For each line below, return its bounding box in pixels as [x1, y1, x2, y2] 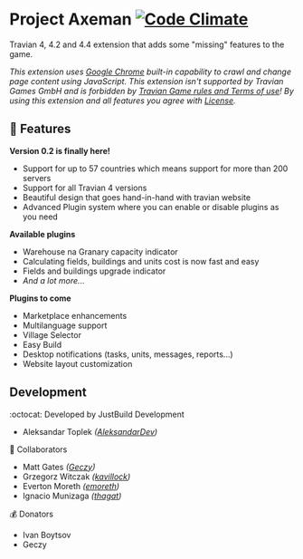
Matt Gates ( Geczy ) [22, 461, 96, 472]
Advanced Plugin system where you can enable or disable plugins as [22, 201, 279, 212]
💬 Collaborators [9, 444, 68, 455]
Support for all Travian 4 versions [22, 182, 147, 193]
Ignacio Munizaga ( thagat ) [22, 490, 122, 501]
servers [22, 172, 52, 183]
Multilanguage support [22, 320, 108, 331]
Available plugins [9, 228, 76, 239]
